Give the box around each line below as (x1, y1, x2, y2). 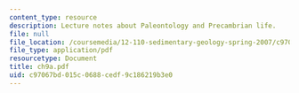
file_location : (9, 37, 66, 47)
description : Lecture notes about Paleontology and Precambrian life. (9, 21, 277, 30)
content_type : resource (9, 12, 98, 22)
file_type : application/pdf (9, 46, 114, 55)
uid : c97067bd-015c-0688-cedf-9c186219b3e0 (9, 71, 174, 80)
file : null (9, 29, 50, 38)
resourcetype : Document (9, 54, 98, 63)
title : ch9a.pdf (9, 63, 69, 72)
